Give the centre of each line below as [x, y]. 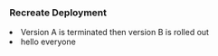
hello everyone [49, 42]
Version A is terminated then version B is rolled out [115, 33]
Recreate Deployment [58, 13]
